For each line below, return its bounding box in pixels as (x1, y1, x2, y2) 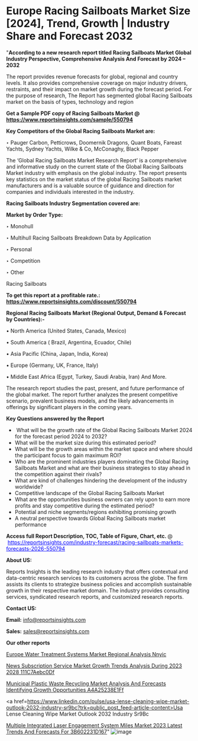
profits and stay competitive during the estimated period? (14, 502, 155, 509)
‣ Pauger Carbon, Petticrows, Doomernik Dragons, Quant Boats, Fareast (6, 139, 182, 146)
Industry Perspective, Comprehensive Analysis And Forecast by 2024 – (6, 55, 186, 62)
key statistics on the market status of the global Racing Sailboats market (6, 175, 182, 183)
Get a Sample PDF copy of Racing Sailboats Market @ (6, 110, 140, 117)
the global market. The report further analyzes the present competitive (6, 391, 178, 398)
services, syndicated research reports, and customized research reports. (6, 593, 184, 600)
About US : (6, 556, 33, 564)
